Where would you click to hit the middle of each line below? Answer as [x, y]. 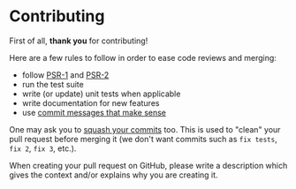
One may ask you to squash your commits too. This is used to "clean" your [145, 129]
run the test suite [53, 84]
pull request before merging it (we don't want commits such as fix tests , [143, 139]
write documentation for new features [91, 102]
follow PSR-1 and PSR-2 [65, 75]
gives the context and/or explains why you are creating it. [114, 175]
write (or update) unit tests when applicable [101, 94]
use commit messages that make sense [94, 112]
